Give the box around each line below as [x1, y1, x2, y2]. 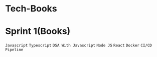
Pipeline [5, 48, 24, 53]
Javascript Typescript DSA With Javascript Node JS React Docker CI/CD [5, 43, 152, 48]
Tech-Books [5, 3, 57, 14]
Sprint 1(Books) [5, 26, 71, 37]
